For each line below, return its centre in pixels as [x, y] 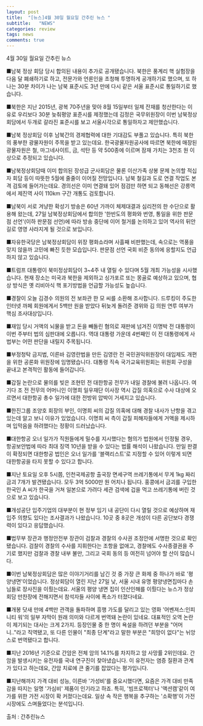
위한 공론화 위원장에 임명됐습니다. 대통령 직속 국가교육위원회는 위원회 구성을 [102, 362]
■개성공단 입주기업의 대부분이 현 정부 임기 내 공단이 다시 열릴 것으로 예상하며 [98, 510]
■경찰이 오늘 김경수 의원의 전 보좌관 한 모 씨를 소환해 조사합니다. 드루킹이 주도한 [101, 298]
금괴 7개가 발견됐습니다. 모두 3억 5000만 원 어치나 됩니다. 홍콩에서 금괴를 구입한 [101, 482]
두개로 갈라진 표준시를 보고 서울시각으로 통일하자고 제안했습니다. [103, 122]
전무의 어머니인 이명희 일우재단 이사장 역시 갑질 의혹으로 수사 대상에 [110, 390]
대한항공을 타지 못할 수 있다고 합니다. [50, 461]
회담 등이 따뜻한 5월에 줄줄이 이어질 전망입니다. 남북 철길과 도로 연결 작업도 [101, 178]
